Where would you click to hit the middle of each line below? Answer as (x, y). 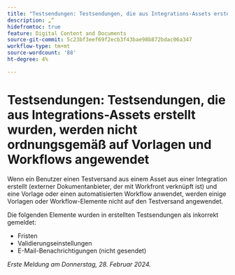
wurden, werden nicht (72, 129)
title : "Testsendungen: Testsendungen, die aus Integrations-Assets (109, 14)
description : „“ (31, 20)
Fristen (27, 236)
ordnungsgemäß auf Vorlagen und (109, 144)
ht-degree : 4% (28, 59)
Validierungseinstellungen (55, 243)
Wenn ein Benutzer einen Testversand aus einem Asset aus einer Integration (117, 178)
